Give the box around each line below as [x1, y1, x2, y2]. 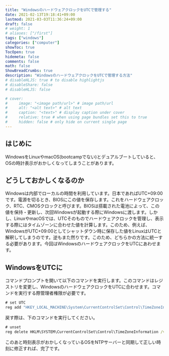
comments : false [5, 59, 39, 64]
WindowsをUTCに [5, 263, 63, 272]
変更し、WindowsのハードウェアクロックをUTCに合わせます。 [22, 284, 152, 290]
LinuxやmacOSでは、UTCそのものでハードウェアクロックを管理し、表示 [14, 216, 164, 222]
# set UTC [5, 300, 26, 305]
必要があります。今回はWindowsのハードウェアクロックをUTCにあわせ [9, 241, 157, 247]
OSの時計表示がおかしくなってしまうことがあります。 [5, 160, 117, 166]
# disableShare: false [5, 82, 53, 87]
